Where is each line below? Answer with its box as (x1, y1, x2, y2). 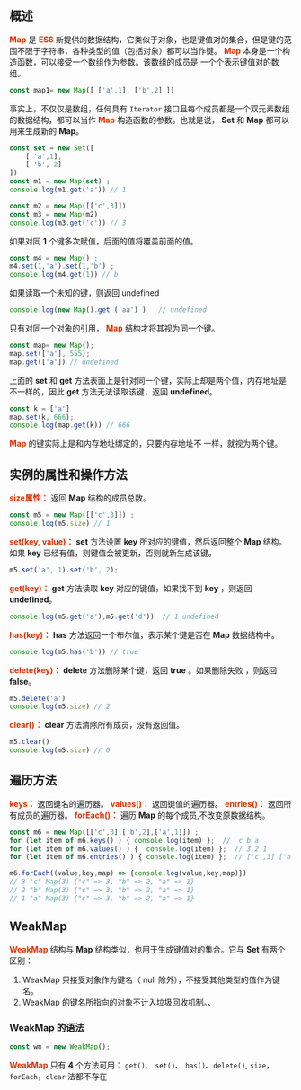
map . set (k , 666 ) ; (9, 412, 75, 421)
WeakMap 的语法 (9, 1021, 85, 1033)
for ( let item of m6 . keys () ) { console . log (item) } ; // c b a (9, 836, 259, 845)
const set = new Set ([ (9, 143, 94, 153)
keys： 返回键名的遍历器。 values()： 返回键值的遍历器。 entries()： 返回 (9, 798, 284, 809)
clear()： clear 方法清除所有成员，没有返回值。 (9, 720, 185, 731)
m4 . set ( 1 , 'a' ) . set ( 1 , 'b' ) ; (9, 261, 115, 271)
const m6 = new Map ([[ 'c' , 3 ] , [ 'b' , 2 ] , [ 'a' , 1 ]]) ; (9, 828, 199, 837)
